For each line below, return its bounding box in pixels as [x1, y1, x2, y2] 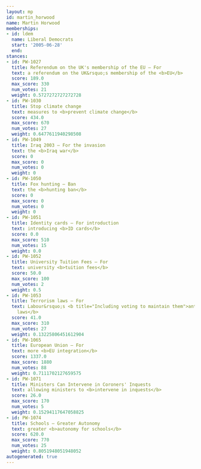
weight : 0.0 [11, 248, 42, 254]
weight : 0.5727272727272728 [11, 92, 82, 98]
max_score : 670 [11, 120, 50, 126]
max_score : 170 [11, 398, 50, 404]
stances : [6, 53, 28, 59]
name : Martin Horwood [6, 20, 60, 26]
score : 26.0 [11, 392, 42, 398]
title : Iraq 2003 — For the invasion [11, 142, 106, 148]
